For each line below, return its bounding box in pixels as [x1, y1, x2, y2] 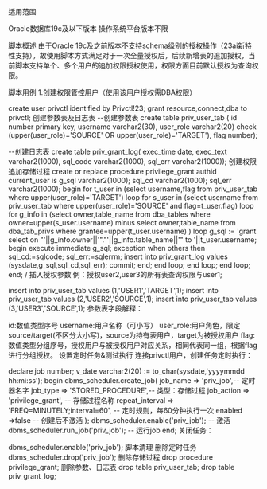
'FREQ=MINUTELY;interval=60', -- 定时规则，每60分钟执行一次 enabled [8, 405, 242, 415]
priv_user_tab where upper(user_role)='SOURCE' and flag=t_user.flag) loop [8, 201, 254, 210]
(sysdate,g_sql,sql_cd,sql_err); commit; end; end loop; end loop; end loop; [8, 260, 251, 269]
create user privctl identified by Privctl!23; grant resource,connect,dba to [8, 104, 248, 113]
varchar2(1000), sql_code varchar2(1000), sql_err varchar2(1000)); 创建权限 [8, 157, 257, 166]
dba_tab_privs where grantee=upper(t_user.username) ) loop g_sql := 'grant [8, 226, 257, 236]
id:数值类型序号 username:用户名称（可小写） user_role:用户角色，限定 [8, 321, 241, 330]
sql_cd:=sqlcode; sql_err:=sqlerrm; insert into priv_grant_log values [8, 252, 228, 261]
